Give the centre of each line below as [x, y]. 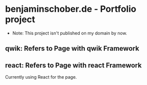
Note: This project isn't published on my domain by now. [70, 33]
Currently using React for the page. [41, 77]
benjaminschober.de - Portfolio [71, 9]
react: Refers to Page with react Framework [73, 65]
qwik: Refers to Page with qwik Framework [72, 48]
